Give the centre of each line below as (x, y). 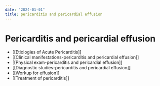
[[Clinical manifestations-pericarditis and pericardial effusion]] (76, 57)
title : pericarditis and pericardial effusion (54, 14)
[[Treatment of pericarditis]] (40, 78)
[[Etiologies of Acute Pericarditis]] (47, 52)
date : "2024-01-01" (25, 10)
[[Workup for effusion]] (36, 73)
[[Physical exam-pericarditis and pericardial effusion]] (67, 62)
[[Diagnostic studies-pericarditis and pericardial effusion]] (71, 68)
